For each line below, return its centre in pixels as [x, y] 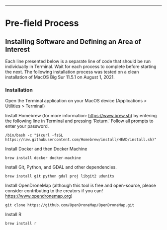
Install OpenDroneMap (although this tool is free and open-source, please [81, 186]
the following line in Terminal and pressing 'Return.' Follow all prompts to [79, 121]
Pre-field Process [42, 23]
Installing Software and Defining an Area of [73, 41]
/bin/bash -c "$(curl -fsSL [34, 135]
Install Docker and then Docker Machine [46, 149]
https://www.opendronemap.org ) [39, 196]
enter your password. [27, 126]
